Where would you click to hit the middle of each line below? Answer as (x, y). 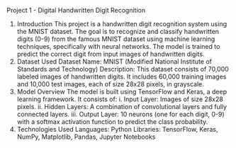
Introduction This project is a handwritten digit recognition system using (122, 24)
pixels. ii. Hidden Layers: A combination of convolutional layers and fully (122, 107)
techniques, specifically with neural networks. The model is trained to (118, 46)
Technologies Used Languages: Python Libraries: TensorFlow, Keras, (117, 129)
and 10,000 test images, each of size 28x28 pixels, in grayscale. (111, 84)
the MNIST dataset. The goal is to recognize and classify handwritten (118, 32)
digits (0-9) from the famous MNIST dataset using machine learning (116, 39)
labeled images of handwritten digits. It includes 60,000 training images (122, 76)
